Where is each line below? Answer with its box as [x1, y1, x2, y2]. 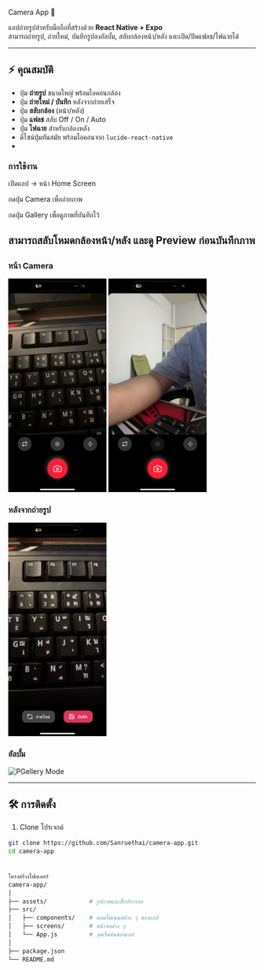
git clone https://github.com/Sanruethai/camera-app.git [8, 839, 199, 847]
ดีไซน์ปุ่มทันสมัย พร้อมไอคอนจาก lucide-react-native [19, 132, 174, 142]
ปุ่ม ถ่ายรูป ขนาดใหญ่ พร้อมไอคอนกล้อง [19, 87, 121, 98]
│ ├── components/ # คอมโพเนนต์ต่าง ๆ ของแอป [8, 914, 159, 922]
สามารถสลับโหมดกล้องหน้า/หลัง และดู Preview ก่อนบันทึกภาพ [8, 233, 255, 247]
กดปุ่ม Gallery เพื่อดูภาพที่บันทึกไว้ [8, 210, 100, 220]
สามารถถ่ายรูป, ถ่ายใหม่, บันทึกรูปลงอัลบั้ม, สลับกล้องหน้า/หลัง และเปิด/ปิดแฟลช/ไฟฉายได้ [8, 31, 240, 41]
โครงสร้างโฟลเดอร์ [8, 872, 49, 880]
